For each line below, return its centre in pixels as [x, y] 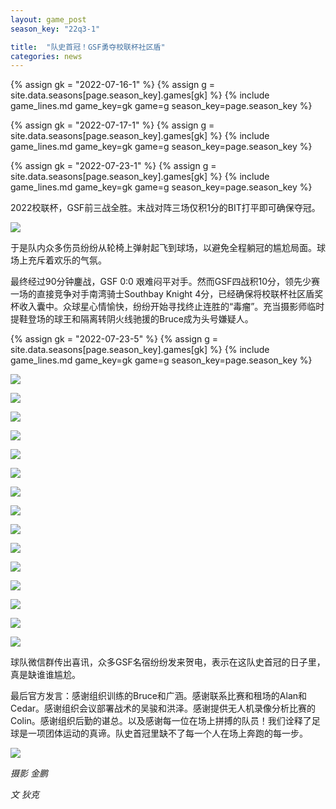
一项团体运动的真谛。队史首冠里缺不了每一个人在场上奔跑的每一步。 [167, 733]
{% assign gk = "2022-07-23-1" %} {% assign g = [113, 166]
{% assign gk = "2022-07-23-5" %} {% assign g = [114, 339]
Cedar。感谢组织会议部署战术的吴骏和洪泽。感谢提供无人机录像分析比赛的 [163, 708]
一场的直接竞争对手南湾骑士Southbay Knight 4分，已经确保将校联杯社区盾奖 [167, 294]
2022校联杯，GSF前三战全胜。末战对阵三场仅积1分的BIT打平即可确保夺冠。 [165, 208]
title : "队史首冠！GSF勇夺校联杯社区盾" [88, 47]
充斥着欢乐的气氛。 [67, 260]
